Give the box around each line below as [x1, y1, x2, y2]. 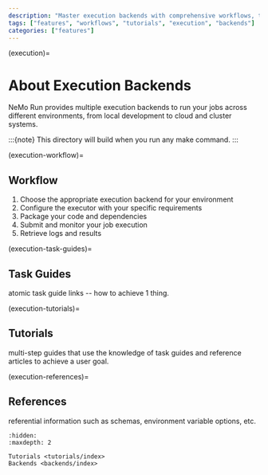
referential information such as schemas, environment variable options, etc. [8, 416, 257, 426]
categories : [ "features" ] [8, 26, 94, 34]
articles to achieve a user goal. [8, 356, 109, 366]
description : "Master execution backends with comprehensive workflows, [8, 11, 255, 20]
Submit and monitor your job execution [19, 220, 148, 230]
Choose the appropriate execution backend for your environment [19, 194, 234, 204]
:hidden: [8, 431, 37, 439]
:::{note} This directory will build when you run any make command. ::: [8, 135, 239, 144]
